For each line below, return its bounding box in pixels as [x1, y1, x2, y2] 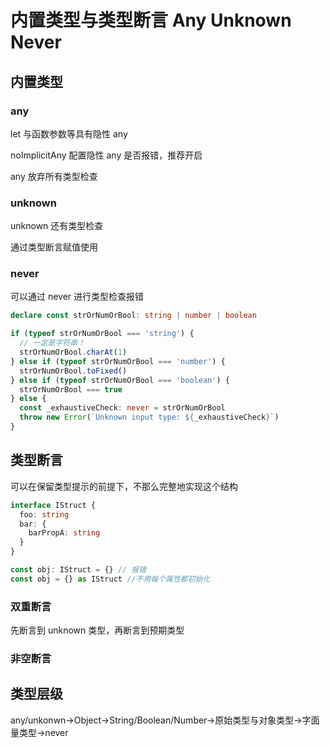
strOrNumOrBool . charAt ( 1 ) [19, 347, 128, 358]
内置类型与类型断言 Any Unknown [10, 9, 292, 32]
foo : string [19, 509, 70, 520]
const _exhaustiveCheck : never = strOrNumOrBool [19, 403, 226, 413]
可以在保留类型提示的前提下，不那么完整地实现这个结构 [10, 480, 238, 492]
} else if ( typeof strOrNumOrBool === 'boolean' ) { [10, 375, 230, 385]
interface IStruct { [10, 500, 97, 510]
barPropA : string [28, 528, 101, 538]
